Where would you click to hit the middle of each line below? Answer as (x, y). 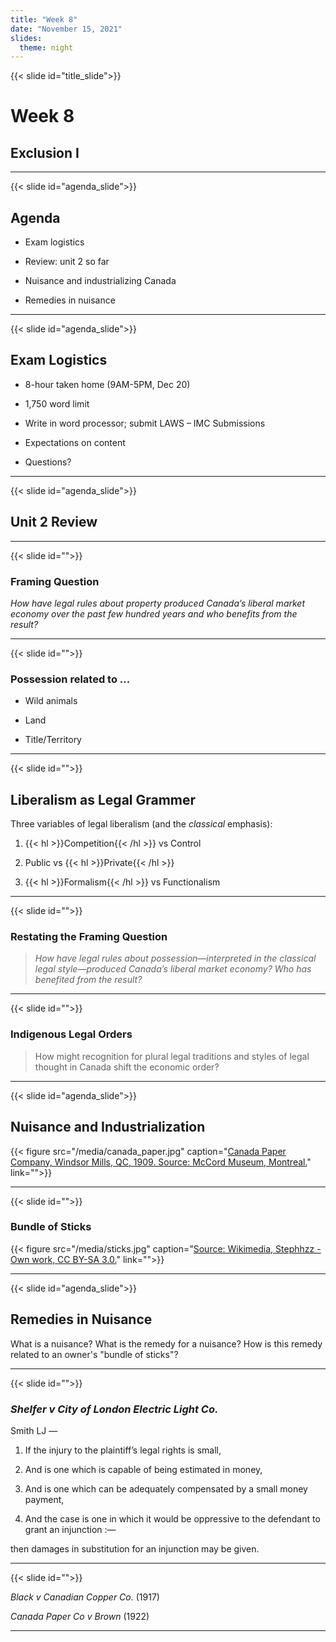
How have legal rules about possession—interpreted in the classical (175, 958)
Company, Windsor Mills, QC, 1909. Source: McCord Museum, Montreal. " (161, 1162)
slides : (26, 38)
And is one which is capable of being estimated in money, (143, 1469)
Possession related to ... (70, 679)
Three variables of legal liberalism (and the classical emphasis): (141, 824)
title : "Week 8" (44, 19)
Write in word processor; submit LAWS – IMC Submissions (145, 423)
